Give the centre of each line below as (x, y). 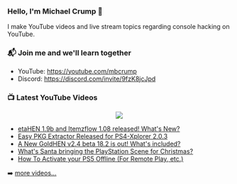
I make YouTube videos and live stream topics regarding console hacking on (119, 27)
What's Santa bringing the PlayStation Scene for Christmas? (105, 151)
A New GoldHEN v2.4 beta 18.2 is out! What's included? (99, 144)
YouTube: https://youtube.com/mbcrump (77, 71)
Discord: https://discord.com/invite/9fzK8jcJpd (87, 79)
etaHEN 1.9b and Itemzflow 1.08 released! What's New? (99, 128)
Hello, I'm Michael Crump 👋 (55, 11)
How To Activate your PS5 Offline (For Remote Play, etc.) (100, 159)
